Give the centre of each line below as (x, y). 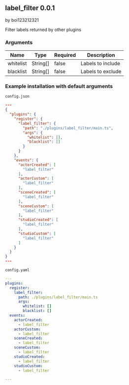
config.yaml (17, 270)
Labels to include (100, 64)
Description (101, 55)
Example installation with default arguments (59, 86)
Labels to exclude (101, 72)
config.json (17, 96)
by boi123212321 (22, 20)
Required (65, 55)
